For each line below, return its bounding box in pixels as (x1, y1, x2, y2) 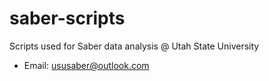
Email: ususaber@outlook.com (23, 59, 150, 71)
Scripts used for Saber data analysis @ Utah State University (9, 40, 260, 52)
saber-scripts (9, 7, 126, 30)
